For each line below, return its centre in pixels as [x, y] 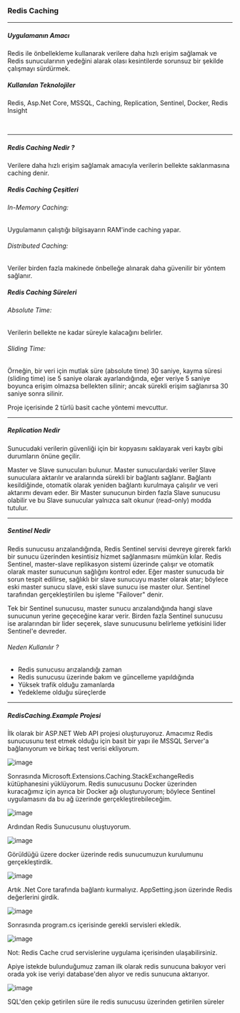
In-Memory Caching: [38, 208]
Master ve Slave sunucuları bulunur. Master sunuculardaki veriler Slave [112, 469]
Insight [17, 111]
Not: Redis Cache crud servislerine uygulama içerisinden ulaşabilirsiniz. [112, 952]
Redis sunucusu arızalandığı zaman [70, 669]
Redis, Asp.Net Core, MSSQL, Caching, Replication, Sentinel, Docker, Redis [118, 103]
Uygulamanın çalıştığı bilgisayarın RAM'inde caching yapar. [94, 229]
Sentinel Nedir [29, 531]
